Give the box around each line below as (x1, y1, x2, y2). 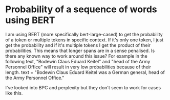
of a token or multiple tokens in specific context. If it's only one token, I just (5, 37, 164, 43)
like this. (5, 90, 23, 96)
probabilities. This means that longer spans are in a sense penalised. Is (5, 47, 155, 54)
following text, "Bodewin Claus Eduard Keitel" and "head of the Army (5, 58, 151, 64)
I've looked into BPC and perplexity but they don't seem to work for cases (5, 84, 161, 90)
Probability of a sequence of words (5, 4, 157, 15)
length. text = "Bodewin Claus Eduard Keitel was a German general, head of (5, 69, 165, 75)
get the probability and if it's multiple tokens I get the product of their (5, 42, 151, 48)
